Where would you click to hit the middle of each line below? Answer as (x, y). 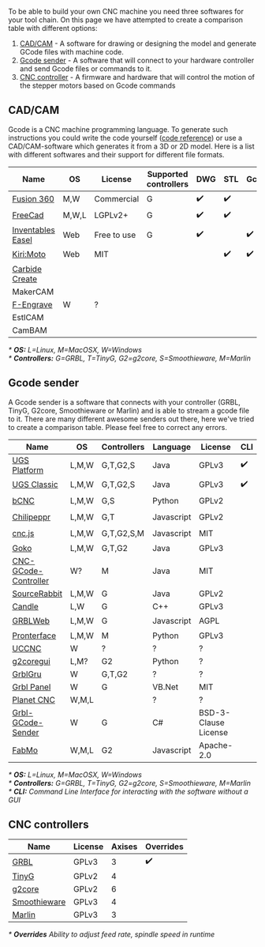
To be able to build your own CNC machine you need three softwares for (126, 11)
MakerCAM (33, 292)
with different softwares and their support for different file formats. (116, 154)
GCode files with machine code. (71, 52)
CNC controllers (49, 825)
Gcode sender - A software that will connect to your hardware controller (137, 60)
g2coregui (32, 661)
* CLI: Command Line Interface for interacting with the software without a (128, 791)
